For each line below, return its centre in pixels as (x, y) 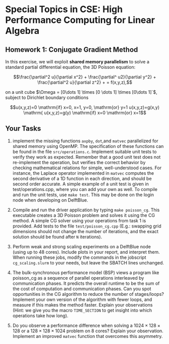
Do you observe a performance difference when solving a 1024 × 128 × (86, 325)
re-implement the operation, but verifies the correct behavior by (79, 162)
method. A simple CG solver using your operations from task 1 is (79, 220)
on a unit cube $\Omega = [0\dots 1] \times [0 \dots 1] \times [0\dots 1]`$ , (81, 92)
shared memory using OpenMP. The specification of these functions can (88, 146)
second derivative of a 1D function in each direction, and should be (82, 178)
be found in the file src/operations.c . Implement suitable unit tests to (84, 151)
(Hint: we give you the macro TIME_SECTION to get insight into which (82, 310)
